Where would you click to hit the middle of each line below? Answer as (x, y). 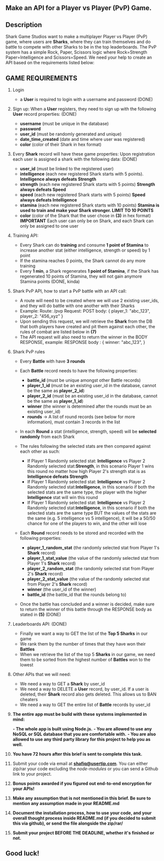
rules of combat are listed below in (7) (58, 332)
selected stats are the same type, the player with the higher (87, 492)
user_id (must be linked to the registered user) (67, 169)
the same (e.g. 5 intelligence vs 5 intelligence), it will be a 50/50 (91, 518)
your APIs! (23, 789)
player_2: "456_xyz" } (41, 316)
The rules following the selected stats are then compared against (85, 446)
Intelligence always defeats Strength (58, 179)
